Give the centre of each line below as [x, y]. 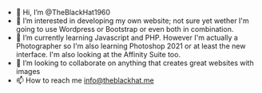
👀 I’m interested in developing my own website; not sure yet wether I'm [132, 21]
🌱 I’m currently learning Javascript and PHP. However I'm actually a [127, 37]
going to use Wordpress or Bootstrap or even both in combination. [125, 29]
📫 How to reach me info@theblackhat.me [85, 80]
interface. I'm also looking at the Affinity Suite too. [98, 54]
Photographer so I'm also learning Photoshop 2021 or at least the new [131, 46]
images [28, 71]
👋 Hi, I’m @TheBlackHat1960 [63, 12]
